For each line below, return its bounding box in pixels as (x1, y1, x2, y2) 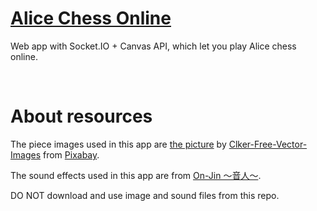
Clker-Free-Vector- (228, 138, 308, 150)
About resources (10, 105, 153, 128)
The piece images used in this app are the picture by (10, 138, 227, 150)
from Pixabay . (42, 148, 100, 161)
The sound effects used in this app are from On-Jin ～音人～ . (10, 169, 262, 181)
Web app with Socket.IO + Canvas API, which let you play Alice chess (10, 40, 297, 52)
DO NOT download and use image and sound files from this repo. (10, 189, 280, 201)
